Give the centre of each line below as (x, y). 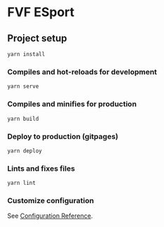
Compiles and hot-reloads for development (82, 72)
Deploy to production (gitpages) (63, 136)
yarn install (26, 54)
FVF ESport (41, 12)
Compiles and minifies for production (72, 104)
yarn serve (23, 86)
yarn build (23, 119)
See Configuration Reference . (50, 216)
